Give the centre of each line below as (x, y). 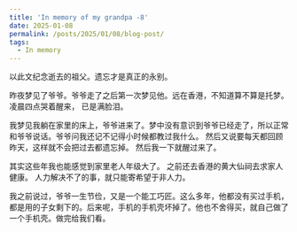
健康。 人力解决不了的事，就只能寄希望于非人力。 (100, 177)
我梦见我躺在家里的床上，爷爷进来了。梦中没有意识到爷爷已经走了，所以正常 (149, 126)
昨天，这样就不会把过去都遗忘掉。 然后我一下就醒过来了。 (115, 148)
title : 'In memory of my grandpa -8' (79, 17)
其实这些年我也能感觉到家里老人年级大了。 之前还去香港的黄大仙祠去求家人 (146, 166)
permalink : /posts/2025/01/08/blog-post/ (87, 34)
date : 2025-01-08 (41, 26)
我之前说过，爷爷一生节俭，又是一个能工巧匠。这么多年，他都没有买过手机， (149, 197)
